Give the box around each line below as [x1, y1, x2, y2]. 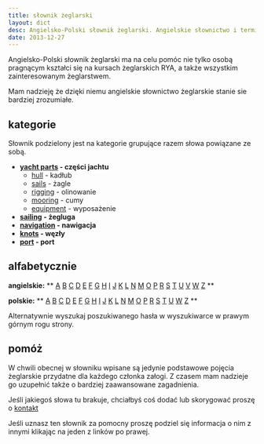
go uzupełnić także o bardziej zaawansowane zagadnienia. [8, 380, 200, 389]
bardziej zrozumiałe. [8, 95, 74, 104]
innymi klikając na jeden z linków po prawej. [8, 427, 150, 436]
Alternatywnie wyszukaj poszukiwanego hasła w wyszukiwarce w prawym [8, 311, 250, 320]
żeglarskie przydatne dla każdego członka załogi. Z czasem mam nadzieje [8, 371, 249, 380]
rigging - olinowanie [31, 187, 97, 197]
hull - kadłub [31, 170, 72, 180]
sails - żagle [31, 179, 71, 188]
